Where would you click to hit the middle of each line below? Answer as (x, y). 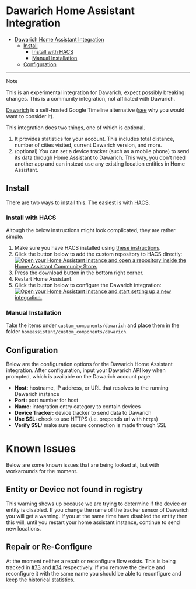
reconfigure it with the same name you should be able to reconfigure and (94, 573)
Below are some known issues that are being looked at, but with (83, 465)
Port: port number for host (46, 400)
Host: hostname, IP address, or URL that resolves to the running (91, 388)
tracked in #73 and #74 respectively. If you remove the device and (85, 567)
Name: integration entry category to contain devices (78, 407)
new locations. (24, 528)
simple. (15, 237)
